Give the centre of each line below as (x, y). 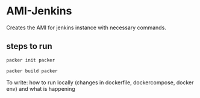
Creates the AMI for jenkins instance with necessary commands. (86, 27)
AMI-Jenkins (39, 11)
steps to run (29, 46)
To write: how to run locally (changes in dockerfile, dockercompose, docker (100, 82)
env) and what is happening (41, 88)
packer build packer (32, 71)
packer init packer (31, 60)
